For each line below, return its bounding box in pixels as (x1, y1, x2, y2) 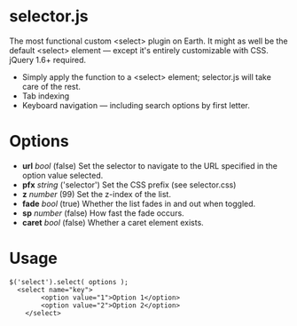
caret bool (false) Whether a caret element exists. (21, 217, 204, 227)
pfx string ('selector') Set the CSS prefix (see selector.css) (21, 179, 237, 190)
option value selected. (21, 170, 104, 180)
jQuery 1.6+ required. (9, 54, 87, 65)
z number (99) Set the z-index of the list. (21, 188, 171, 199)
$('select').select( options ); (9, 277, 129, 286)
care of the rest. (21, 81, 82, 91)
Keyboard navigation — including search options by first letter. (21, 99, 250, 110)
